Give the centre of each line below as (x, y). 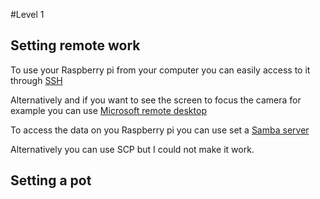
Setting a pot (51, 180)
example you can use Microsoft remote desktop (108, 110)
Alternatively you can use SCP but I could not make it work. (132, 149)
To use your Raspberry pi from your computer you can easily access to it (160, 70)
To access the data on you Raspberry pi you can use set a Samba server (160, 130)
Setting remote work (75, 45)
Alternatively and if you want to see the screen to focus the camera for (156, 100)
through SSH (36, 80)
